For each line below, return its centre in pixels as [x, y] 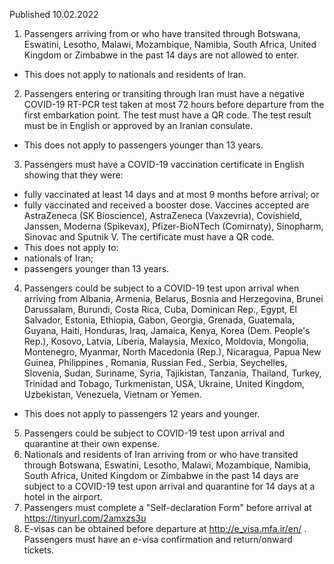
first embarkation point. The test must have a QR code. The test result [167, 115]
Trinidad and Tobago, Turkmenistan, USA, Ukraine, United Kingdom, [164, 383]
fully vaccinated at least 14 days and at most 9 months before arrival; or [171, 194]
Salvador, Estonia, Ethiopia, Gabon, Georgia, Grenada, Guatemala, [159, 320]
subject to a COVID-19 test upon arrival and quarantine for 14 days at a [169, 486]
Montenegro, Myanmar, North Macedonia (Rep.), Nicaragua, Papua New [172, 352]
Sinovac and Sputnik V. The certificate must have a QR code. [149, 237]
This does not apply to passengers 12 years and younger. [142, 413]
